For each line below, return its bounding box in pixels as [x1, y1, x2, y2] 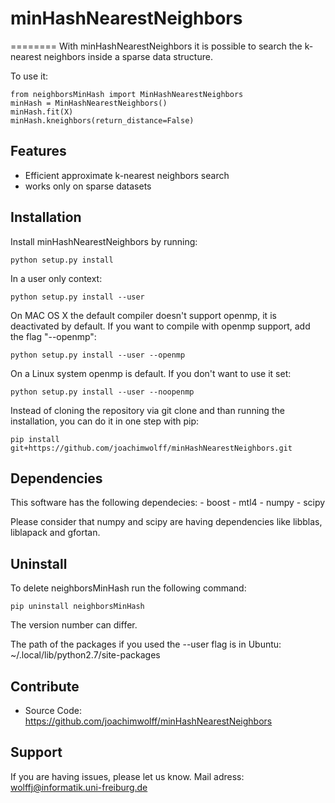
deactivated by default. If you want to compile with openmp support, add [10, 320, 311, 332]
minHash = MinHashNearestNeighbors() [10, 98, 168, 108]
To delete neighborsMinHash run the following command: [10, 582, 247, 594]
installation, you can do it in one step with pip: [10, 415, 200, 427]
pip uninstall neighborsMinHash [10, 602, 145, 612]
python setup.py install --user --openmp [10, 350, 186, 360]
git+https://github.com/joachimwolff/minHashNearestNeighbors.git [10, 443, 293, 453]
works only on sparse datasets [24, 180, 152, 192]
